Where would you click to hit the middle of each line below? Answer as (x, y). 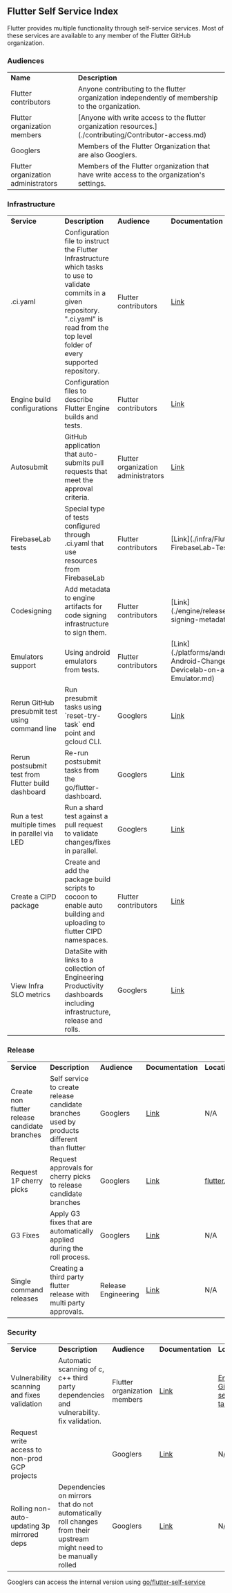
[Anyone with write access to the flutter (142, 118)
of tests (77, 518)
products (65, 1130)
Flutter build (30, 784)
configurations (34, 408)
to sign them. (86, 633)
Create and (83, 862)
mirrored (25, 1534)
